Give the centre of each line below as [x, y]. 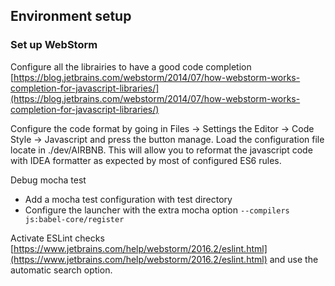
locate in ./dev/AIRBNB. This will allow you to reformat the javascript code [161, 150]
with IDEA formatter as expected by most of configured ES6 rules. [146, 160]
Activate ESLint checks [57, 238]
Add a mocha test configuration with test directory [128, 199]
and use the [294, 259]
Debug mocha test [48, 180]
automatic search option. [61, 270]
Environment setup [71, 16]
